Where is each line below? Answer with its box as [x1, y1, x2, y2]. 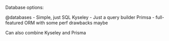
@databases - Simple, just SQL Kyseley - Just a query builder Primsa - [5, 14, 155, 20]
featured [5, 20, 24, 26]
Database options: [5, 5, 44, 10]
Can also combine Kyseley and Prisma [5, 30, 86, 35]
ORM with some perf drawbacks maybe [24, 20, 109, 26]
